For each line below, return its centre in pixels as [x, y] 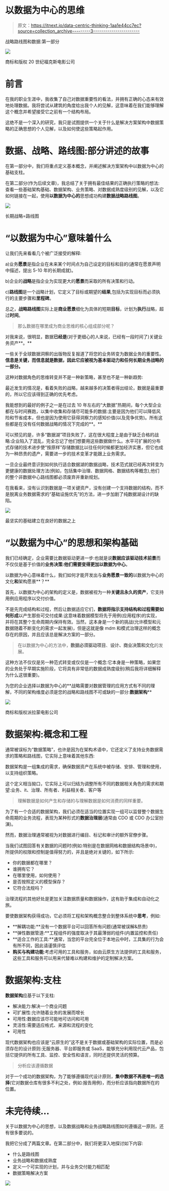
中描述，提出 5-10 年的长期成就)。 [41, 270]
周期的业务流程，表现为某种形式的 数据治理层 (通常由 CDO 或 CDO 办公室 [84, 818]
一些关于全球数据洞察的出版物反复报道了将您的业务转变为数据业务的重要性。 [84, 354]
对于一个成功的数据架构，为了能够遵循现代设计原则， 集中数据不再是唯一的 [82, 1076]
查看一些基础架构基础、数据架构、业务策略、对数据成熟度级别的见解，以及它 [84, 189]
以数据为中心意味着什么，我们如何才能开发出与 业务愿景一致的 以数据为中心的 [84, 575]
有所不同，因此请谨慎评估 [39, 945]
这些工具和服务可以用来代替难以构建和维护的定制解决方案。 [74, 958]
